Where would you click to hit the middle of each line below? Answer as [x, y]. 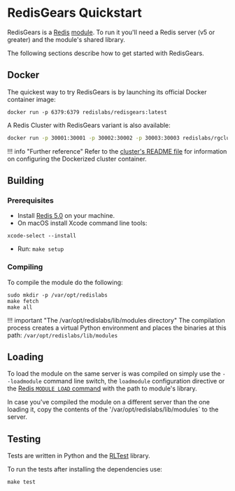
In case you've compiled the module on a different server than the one [108, 402]
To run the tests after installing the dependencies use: [85, 469]
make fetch [23, 301]
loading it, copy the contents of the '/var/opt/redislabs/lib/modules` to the [113, 409]
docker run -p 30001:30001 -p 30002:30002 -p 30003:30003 [93, 138]
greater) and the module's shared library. [66, 39]
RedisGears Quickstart [74, 13]
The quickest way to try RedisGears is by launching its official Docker [107, 91]
